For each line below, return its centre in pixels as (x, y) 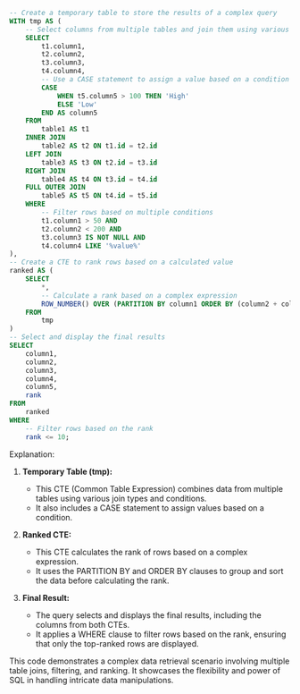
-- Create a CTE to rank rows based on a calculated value (121, 262)
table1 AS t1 (66, 130)
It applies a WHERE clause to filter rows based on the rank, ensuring (161, 634)
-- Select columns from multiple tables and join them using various (158, 30)
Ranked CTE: (46, 534)
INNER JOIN (46, 138)
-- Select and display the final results (87, 337)
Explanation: (32, 454)
